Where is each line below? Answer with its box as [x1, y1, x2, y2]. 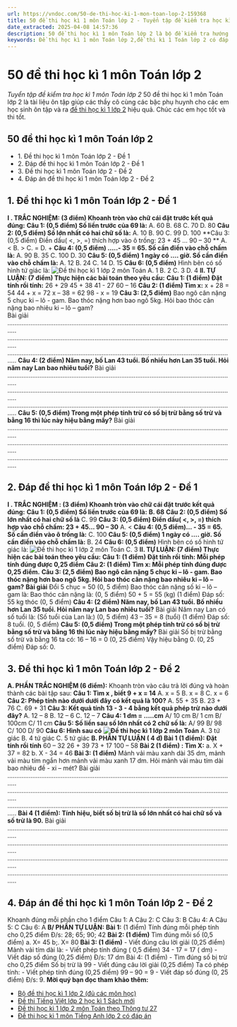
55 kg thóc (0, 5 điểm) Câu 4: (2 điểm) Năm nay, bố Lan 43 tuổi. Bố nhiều [7, 597, 224, 606]
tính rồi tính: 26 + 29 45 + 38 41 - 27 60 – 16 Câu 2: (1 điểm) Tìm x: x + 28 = [7, 281, 229, 289]
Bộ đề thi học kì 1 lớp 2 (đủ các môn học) [17, 989, 137, 998]
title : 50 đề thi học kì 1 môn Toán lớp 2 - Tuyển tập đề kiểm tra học [7, 17, 222, 24]
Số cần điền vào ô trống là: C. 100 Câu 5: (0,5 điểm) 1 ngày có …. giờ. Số [7, 530, 221, 538]
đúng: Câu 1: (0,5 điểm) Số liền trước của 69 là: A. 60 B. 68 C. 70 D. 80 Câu [7, 221, 230, 229]
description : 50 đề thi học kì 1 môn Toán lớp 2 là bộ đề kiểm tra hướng [7, 30, 229, 37]
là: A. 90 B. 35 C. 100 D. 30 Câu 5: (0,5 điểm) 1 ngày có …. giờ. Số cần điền [7, 251, 228, 260]
